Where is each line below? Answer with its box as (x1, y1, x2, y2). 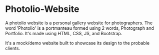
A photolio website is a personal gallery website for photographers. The (5, 20, 153, 26)
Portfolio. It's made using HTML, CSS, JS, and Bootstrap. (5, 30, 122, 36)
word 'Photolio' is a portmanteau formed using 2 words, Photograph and (5, 25, 154, 31)
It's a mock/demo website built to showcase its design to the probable (5, 40, 150, 46)
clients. (5, 45, 20, 51)
